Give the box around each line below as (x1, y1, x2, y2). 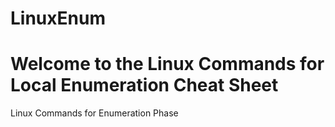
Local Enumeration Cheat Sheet (10, 74, 279, 97)
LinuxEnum (10, 7, 106, 30)
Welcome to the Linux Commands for (10, 53, 325, 76)
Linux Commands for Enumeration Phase (10, 107, 179, 119)
